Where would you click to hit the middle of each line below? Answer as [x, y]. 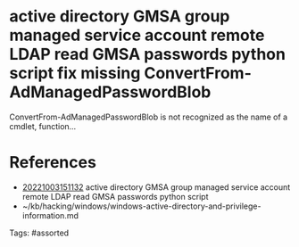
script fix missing [75, 74]
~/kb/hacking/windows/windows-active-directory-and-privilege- [141, 206]
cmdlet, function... [43, 126]
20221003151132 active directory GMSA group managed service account [156, 187]
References [53, 163]
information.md [50, 215]
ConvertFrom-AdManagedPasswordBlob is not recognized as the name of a [149, 117]
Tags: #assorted [39, 233]
